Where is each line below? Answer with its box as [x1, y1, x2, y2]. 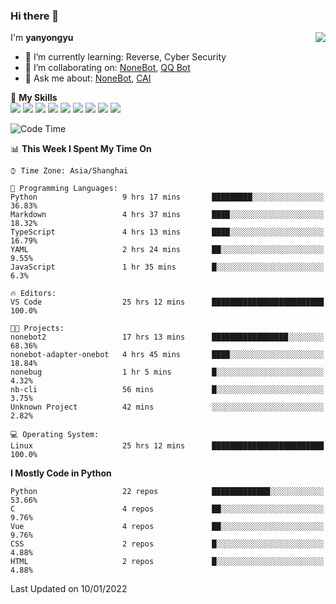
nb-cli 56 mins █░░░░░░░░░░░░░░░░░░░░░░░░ [10, 385, 325, 395]
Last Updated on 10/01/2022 [10, 583, 128, 595]
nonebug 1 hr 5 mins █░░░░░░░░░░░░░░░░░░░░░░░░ [10, 367, 325, 378]
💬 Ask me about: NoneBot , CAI [24, 72, 152, 84]
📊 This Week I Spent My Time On [10, 143, 152, 155]
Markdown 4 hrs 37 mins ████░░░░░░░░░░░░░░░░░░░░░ [10, 210, 325, 220]
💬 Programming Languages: [10, 184, 118, 194]
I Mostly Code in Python [10, 467, 112, 479]
